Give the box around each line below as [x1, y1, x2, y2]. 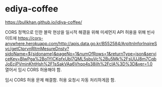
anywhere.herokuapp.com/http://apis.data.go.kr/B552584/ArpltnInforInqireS [5, 40, 157, 46]
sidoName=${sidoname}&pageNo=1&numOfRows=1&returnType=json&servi [5, 50, 157, 56]
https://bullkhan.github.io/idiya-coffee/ [5, 19, 82, 25]
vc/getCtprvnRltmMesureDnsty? [5, 46, 69, 51]
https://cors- [17, 35, 44, 41]
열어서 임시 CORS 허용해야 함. [5, 66, 62, 73]
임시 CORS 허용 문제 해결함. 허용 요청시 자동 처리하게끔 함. [5, 77, 116, 83]
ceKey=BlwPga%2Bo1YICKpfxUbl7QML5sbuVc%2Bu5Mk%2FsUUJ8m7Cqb [5, 56, 157, 62]
